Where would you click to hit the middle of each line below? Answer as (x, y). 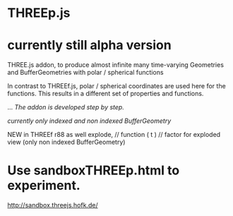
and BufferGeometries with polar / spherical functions (85, 73)
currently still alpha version (89, 46)
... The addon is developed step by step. (66, 107)
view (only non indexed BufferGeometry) (66, 142)
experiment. (44, 186)
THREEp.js (39, 13)
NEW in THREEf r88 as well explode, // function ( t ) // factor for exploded (114, 135)
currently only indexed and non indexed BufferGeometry (89, 121)
